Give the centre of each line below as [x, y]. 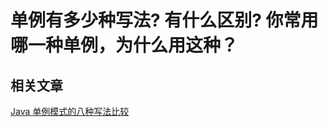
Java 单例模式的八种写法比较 [70, 111]
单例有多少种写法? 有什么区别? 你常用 [164, 20]
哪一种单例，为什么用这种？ [124, 45]
